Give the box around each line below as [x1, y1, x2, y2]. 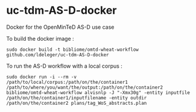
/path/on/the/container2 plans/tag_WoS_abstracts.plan [6, 100, 147, 106]
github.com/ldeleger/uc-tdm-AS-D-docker [6, 52, 110, 57]
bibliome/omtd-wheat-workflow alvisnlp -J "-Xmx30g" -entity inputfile [6, 89, 190, 96]
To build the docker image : [6, 35, 74, 42]
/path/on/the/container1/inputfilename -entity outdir [6, 95, 147, 101]
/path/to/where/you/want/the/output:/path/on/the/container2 [6, 84, 163, 90]
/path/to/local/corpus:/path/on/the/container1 [6, 79, 128, 85]
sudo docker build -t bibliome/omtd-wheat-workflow [6, 46, 139, 53]
